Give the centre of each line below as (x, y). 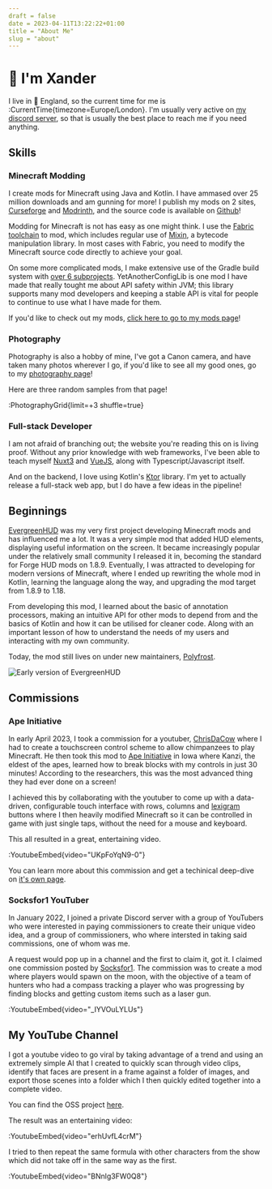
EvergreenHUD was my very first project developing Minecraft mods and (130, 530)
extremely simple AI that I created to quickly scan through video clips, (125, 1063)
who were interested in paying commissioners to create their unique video (132, 926)
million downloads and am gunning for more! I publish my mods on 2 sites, (132, 202)
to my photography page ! (51, 374)
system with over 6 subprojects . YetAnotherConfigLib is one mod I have (128, 276)
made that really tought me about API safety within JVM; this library (121, 285)
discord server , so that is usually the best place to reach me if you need (127, 118)
